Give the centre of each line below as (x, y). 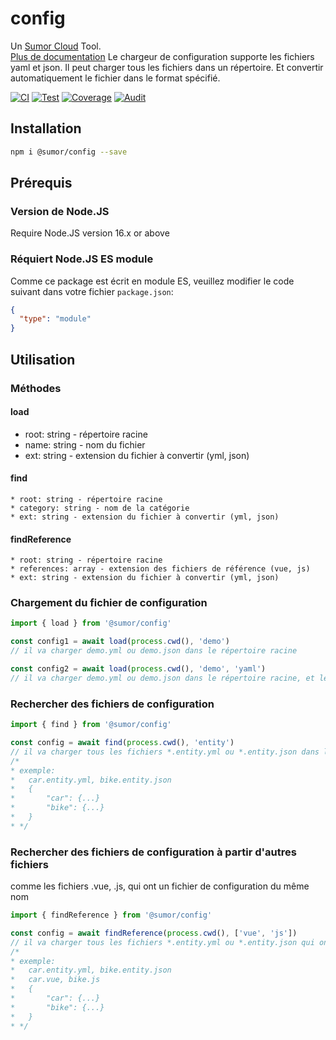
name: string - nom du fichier (85, 444)
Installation (46, 128)
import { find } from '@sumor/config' (91, 725)
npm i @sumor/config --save (69, 152)
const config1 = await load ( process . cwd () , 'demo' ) (120, 642)
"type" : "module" (55, 319)
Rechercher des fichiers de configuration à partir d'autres (153, 852)
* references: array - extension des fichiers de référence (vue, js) (160, 569)
